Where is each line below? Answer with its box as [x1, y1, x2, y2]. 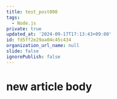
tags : [6, 14, 20, 21]
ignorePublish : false [6, 54, 61, 60]
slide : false [6, 48, 39, 54]
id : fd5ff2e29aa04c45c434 [6, 37, 71, 43]
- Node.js [11, 20, 36, 26]
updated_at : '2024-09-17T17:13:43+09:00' [6, 31, 112, 37]
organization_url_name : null [6, 43, 80, 49]
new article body [6, 80, 92, 94]
